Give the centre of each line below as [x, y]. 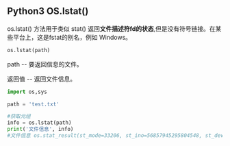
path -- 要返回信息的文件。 [45, 64]
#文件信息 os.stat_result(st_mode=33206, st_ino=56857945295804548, [105, 136]
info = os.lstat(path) [39, 123]
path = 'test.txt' [33, 104]
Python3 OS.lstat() [48, 11]
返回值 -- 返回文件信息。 [42, 79]
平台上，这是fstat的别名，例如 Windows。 [72, 37]
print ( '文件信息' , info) [40, 130]
